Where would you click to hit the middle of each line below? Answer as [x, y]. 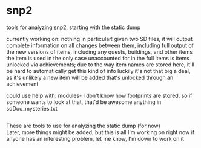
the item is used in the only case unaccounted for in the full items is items [98, 58]
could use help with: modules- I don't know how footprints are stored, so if [99, 95]
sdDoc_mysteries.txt [32, 108]
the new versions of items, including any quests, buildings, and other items [100, 51]
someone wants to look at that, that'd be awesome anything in [84, 102]
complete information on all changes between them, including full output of [100, 45]
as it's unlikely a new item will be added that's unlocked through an [90, 77]
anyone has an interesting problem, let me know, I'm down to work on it [95, 139]
